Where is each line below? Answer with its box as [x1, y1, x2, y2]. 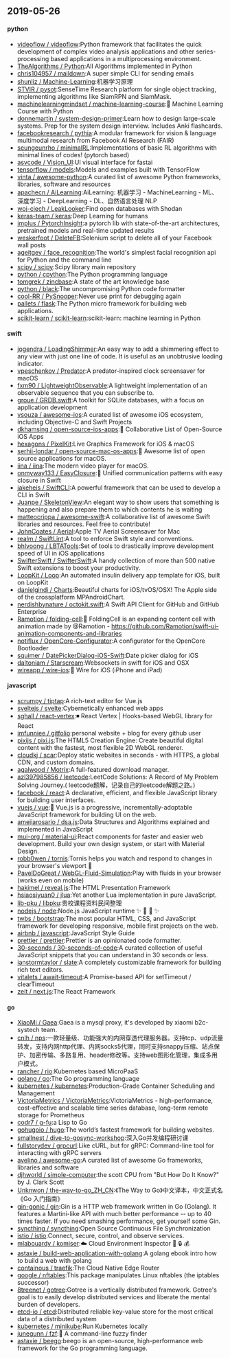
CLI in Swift [16, 490, 50, 499]
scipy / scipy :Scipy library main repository [16, 262, 136, 271]
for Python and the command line [16, 255, 112, 264]
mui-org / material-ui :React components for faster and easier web [16, 832, 204, 841]
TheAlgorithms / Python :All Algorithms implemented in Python [16, 62, 193, 70]
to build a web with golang [16, 1257, 93, 1265]
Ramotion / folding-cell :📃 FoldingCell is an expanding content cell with [16, 615, 216, 623]
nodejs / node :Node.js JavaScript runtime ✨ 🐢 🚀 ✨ [16, 906, 160, 915]
